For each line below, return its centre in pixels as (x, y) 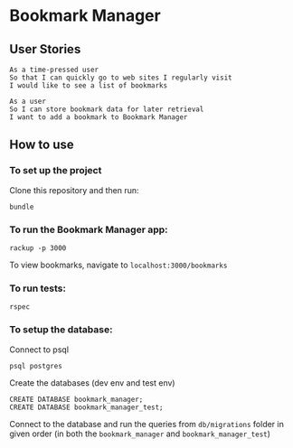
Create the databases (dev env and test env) (92, 383)
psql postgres (36, 366)
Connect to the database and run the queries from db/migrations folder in (147, 424)
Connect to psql (39, 350)
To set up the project (56, 171)
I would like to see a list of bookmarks (89, 86)
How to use (42, 145)
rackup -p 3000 (38, 248)
